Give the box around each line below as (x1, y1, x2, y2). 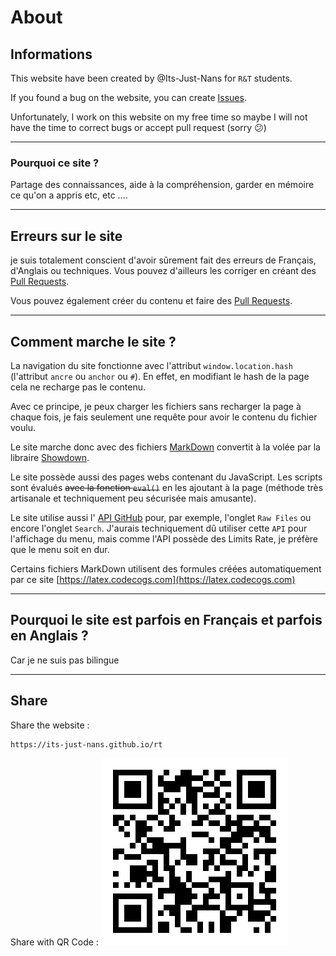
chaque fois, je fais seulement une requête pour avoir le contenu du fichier (10, 411, 318, 423)
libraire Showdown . (10, 451, 90, 463)
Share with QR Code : (10, 936, 99, 948)
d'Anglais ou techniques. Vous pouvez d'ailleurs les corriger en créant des (10, 265, 317, 277)
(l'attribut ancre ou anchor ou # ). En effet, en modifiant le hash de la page (10, 370, 310, 382)
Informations (10, 46, 93, 63)
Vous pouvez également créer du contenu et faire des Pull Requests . (10, 295, 293, 307)
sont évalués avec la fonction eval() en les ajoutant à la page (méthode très (10, 481, 324, 493)
